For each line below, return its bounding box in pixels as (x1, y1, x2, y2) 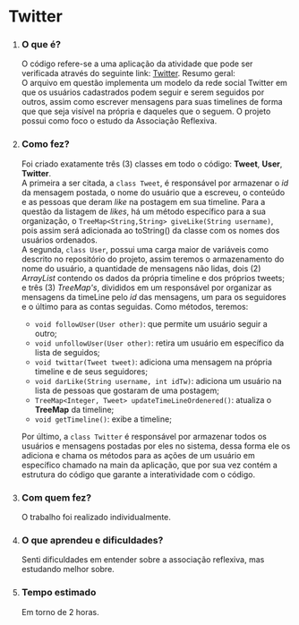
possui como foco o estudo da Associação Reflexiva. (21, 116, 218, 126)
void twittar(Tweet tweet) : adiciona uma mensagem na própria (34, 356, 272, 367)
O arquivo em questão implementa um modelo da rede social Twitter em (21, 78, 288, 89)
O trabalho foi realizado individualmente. (21, 512, 172, 523)
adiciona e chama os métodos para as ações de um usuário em (21, 449, 256, 460)
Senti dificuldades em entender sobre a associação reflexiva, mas (21, 554, 265, 565)
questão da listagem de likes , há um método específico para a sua (21, 206, 266, 217)
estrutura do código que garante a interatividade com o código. (21, 468, 256, 480)
